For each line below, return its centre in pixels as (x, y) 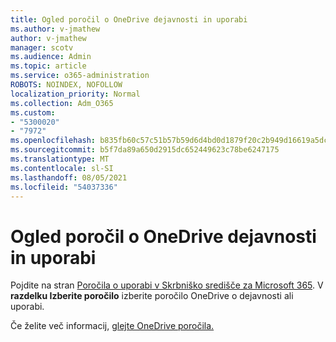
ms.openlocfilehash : (53, 141)
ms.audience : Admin (51, 57)
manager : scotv (42, 47)
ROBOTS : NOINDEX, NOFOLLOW (66, 85)
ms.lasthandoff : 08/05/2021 (69, 177)
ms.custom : (33, 112)
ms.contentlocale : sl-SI (62, 168)
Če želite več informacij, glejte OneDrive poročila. (112, 326)
